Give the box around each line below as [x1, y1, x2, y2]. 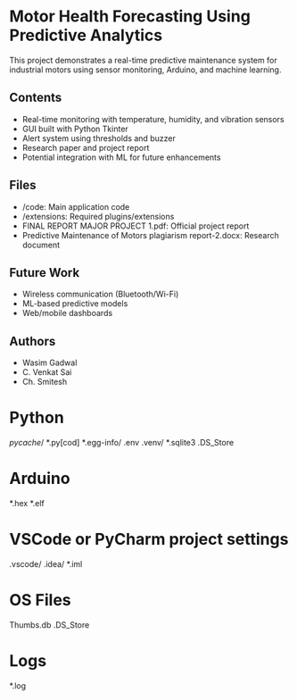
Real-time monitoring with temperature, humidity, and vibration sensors [21, 113, 285, 124]
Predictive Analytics [9, 25, 163, 46]
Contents [9, 90, 62, 105]
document [21, 239, 61, 250]
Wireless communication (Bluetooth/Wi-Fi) [21, 288, 179, 300]
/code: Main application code [21, 201, 130, 212]
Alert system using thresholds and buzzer [21, 132, 176, 144]
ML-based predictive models [21, 298, 128, 309]
